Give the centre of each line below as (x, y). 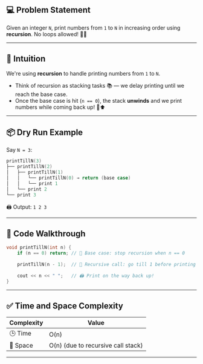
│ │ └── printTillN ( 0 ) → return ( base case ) (69, 178)
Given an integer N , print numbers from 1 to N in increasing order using (93, 28)
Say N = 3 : (19, 150)
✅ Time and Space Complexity (65, 306)
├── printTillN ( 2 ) (29, 167)
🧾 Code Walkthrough (46, 234)
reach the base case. (41, 94)
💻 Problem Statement (48, 10)
